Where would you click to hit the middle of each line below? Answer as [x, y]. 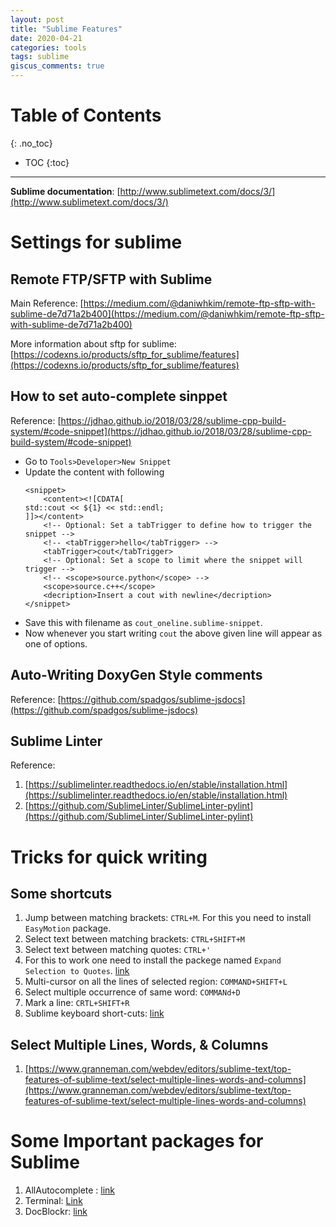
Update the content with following [94, 472]
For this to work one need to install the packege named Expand [153, 960]
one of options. [56, 643]
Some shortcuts [61, 893]
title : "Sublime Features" [66, 29]
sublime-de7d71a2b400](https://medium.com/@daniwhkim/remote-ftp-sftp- [167, 313]
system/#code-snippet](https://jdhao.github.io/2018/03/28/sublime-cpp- [161, 431]
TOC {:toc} [47, 162]
